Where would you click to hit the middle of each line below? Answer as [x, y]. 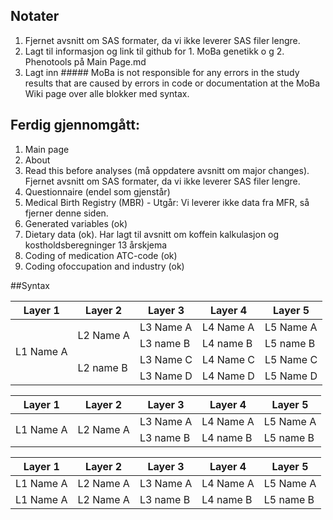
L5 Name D [291, 376]
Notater [35, 16]
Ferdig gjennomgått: [75, 125]
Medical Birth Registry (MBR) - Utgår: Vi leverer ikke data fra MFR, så [167, 202]
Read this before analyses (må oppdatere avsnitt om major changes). [167, 170]
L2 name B [102, 367]
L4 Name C [228, 359]
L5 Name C [291, 359]
